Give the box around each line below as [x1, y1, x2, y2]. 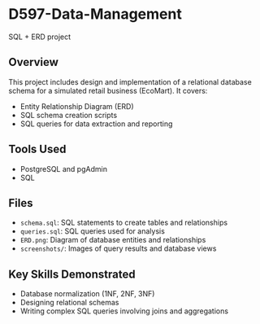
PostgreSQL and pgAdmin [19, 164, 108, 173]
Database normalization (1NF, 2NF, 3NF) [19, 289, 155, 299]
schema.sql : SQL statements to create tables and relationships [19, 217, 228, 228]
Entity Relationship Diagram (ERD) [19, 101, 134, 111]
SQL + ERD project [8, 32, 71, 42]
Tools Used [8, 142, 67, 156]
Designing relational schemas [19, 298, 119, 308]
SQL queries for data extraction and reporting [19, 119, 173, 129]
